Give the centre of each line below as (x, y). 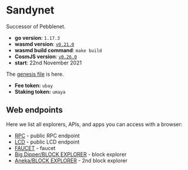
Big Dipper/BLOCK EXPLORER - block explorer (71, 154)
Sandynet (30, 10)
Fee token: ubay (34, 85)
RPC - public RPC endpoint (47, 135)
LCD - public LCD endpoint (47, 142)
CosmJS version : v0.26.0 (46, 56)
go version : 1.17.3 (37, 38)
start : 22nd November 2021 (48, 63)
